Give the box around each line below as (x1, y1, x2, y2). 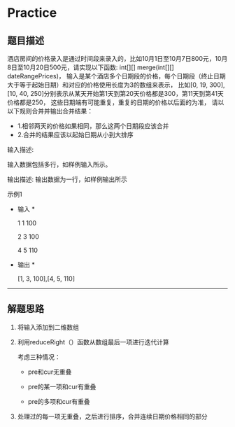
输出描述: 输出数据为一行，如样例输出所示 (7, 175, 127, 183)
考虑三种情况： (17, 352, 61, 361)
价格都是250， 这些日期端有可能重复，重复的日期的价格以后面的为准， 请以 (7, 98, 225, 106)
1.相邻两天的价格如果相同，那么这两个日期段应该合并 (17, 122, 169, 130)
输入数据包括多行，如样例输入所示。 (7, 160, 112, 169)
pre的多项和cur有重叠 (27, 397, 90, 405)
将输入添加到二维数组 (17, 323, 79, 331)
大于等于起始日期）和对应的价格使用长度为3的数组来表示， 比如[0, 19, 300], (7, 80, 225, 89)
